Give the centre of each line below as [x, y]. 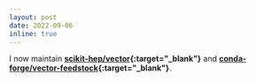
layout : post [33, 17]
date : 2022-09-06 [41, 26]
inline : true [33, 34]
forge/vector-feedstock [54, 68]
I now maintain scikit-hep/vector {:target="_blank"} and [113, 59]
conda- [233, 59]
